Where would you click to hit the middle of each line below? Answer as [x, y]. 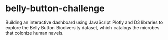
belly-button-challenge [55, 9]
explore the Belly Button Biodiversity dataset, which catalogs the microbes [82, 27]
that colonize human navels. [35, 33]
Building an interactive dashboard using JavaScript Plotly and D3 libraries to [84, 22]
